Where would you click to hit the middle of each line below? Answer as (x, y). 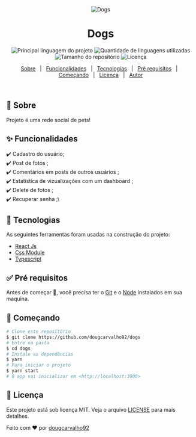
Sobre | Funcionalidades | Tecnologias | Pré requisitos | (99, 68)
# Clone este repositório (38, 332)
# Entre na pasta (28, 342)
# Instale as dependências (40, 354)
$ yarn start (22, 371)
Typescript (28, 259)
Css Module (30, 253)
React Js (26, 246)
